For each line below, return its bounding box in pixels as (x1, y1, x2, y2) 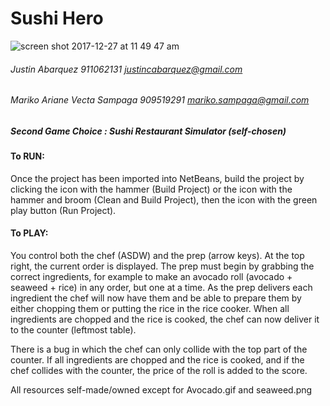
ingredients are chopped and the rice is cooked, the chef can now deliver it (10, 313, 320, 325)
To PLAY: (10, 227, 49, 239)
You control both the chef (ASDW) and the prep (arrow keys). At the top (10, 249, 305, 261)
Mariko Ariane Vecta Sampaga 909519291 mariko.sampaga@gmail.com (10, 94, 310, 106)
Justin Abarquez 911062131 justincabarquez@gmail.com (10, 63, 243, 75)
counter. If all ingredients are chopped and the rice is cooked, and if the (10, 353, 305, 366)
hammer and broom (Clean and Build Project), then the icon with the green (10, 193, 318, 206)
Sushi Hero (10, 7, 104, 30)
